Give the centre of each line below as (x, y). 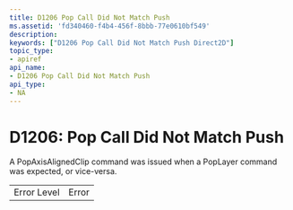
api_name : (28, 68)
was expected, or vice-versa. (63, 171)
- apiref (26, 59)
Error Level (37, 192)
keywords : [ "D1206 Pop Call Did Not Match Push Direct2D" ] (122, 43)
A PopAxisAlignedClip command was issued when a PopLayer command (143, 162)
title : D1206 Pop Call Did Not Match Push (90, 17)
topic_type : (31, 51)
